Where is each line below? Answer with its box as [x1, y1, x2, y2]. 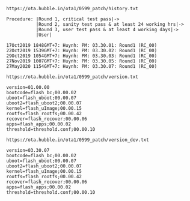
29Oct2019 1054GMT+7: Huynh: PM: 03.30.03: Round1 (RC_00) [6, 53, 158, 59]
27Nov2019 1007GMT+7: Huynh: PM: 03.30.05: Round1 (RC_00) [6, 58, 158, 64]
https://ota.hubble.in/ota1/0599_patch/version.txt [6, 74, 138, 80]
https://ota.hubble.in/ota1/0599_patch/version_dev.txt [6, 137, 149, 143]
